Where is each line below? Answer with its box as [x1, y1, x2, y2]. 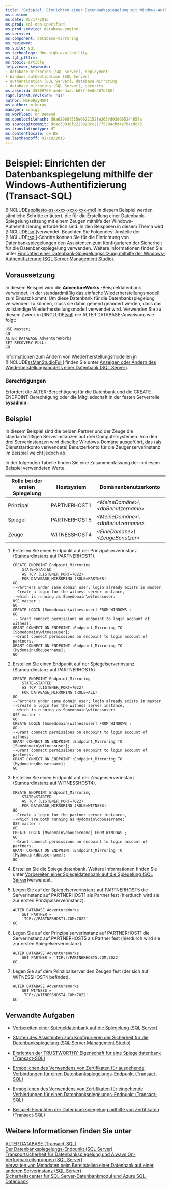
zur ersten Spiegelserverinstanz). [12, 941, 83, 947]
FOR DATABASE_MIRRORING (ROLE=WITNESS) [22, 803, 107, 808]
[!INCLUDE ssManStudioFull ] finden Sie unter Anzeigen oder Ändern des [5, 359, 156, 365]
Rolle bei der [11, 477, 43, 484]
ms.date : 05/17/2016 [5, 17, 49, 22]
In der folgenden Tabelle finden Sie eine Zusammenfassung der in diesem [5, 460, 160, 466]
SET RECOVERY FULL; [5, 340, 47, 345]
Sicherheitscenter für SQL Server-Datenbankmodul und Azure [5, 1173, 136, 1179]
